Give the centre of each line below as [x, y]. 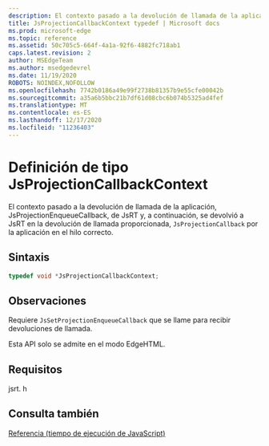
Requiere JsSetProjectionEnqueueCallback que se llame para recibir [120, 320]
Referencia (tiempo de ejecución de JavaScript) [87, 433]
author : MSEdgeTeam [41, 61]
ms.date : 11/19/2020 [43, 75]
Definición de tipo [68, 167]
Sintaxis [29, 257]
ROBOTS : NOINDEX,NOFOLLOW [51, 83]
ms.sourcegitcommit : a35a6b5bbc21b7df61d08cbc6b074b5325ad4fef [116, 98]
